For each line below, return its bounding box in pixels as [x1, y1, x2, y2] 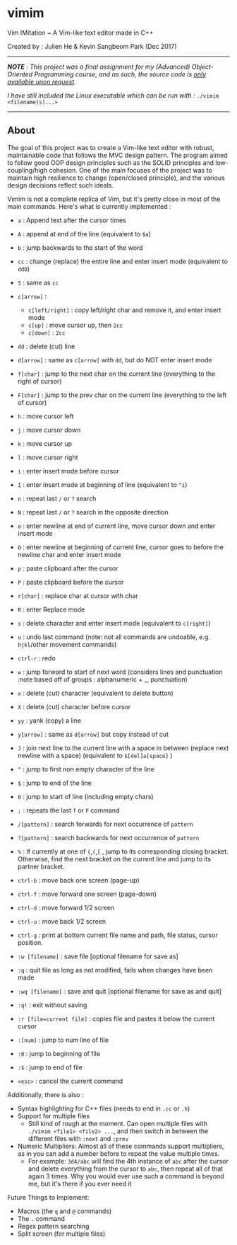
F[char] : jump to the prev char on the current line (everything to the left [17, 391, 227, 399]
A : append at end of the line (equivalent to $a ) [17, 229, 152, 238]
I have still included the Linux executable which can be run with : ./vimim [7, 91, 219, 100]
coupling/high [7, 166, 48, 174]
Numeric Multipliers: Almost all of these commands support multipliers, [17, 1142, 224, 1150]
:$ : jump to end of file [17, 1063, 83, 1072]
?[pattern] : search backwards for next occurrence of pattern [17, 833, 200, 842]
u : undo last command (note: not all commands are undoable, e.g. [17, 632, 210, 641]
